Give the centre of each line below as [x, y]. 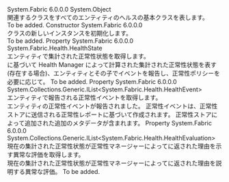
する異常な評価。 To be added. [56, 171]
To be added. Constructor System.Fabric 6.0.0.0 [75, 25]
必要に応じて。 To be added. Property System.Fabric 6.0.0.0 [92, 82]
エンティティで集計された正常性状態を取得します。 [78, 56]
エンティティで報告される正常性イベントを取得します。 [84, 97]
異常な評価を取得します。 [49, 154]
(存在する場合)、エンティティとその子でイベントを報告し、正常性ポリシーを [114, 73]
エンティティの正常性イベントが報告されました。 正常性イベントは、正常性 [112, 106]
